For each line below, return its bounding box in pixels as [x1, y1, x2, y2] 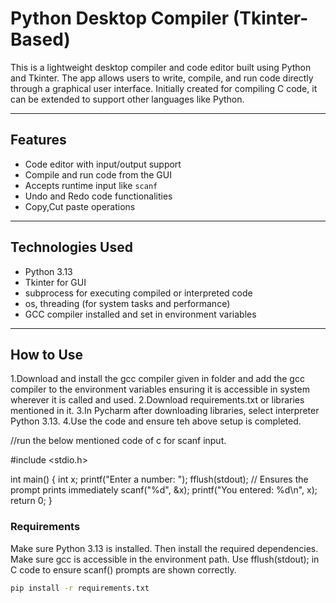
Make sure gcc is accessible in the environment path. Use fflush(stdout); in [10, 553, 320, 565]
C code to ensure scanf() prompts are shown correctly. [10, 563, 237, 576]
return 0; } [10, 495, 53, 507]
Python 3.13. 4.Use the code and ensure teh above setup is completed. [10, 415, 302, 427]
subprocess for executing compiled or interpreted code [24, 287, 253, 299]
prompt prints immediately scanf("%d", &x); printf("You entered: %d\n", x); [10, 484, 318, 496]
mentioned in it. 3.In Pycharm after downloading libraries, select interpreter [10, 405, 320, 417]
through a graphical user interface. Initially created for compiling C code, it [10, 82, 318, 94]
